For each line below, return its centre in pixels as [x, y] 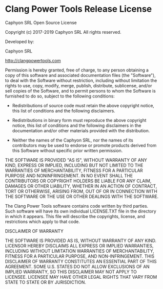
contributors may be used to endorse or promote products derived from [84, 145]
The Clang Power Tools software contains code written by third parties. [77, 206]
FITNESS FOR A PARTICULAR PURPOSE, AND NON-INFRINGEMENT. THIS [80, 256]
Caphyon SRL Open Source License [41, 23]
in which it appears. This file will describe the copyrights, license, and [75, 216]
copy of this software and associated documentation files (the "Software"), [81, 75]
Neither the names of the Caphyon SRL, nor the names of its [72, 140]
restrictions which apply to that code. [42, 221]
